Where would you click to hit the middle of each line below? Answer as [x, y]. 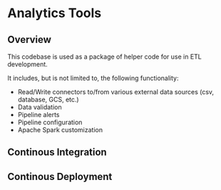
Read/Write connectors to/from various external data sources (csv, [116, 92]
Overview [30, 40]
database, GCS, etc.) [48, 99]
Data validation [40, 107]
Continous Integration [57, 152]
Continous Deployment [60, 176]
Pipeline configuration [50, 122]
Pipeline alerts [38, 115]
